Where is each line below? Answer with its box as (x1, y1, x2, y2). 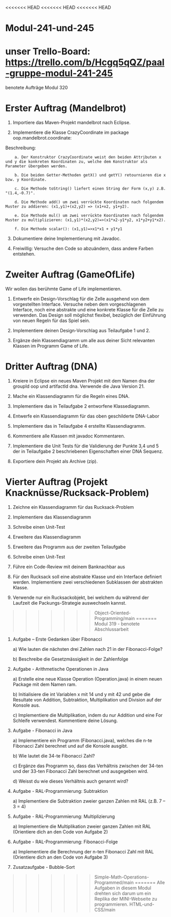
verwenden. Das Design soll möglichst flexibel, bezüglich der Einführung (12, 312, 166, 318)
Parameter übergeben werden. (5, 164, 68, 169)
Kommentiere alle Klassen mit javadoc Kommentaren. (12, 433, 125, 439)
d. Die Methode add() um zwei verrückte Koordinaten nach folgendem (14, 200, 164, 205)
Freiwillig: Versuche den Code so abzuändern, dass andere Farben (12, 246, 154, 252)
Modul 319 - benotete (94, 621, 140, 627)
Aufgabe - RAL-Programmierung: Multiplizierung (12, 813, 115, 820)
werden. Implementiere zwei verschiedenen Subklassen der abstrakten (12, 579, 163, 585)
